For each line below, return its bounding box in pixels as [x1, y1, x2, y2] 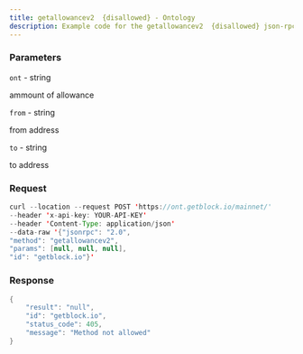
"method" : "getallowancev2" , [9, 236, 119, 245]
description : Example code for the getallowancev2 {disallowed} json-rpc [9, 22, 297, 31]
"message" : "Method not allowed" [25, 329, 151, 338]
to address [9, 159, 50, 170]
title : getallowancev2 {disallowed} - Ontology [9, 13, 196, 23]
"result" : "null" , [25, 303, 95, 312]
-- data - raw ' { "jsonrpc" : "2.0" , [9, 228, 131, 237]
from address [9, 124, 60, 135]
